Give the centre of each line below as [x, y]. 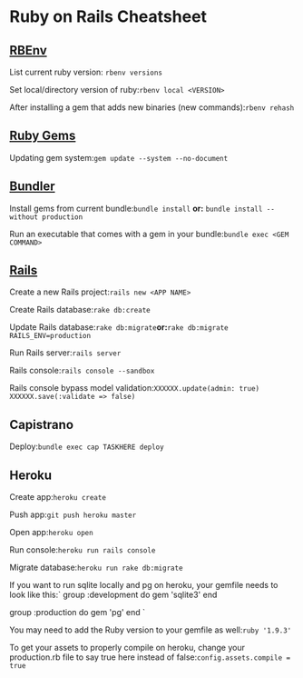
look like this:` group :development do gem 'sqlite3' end [113, 595]
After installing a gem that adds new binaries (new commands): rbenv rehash [152, 107]
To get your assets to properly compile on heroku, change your [127, 648]
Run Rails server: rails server [65, 353]
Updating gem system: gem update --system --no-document [119, 157]
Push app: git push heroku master [73, 514]
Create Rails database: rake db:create [80, 310]
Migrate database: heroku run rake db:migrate [96, 568]
